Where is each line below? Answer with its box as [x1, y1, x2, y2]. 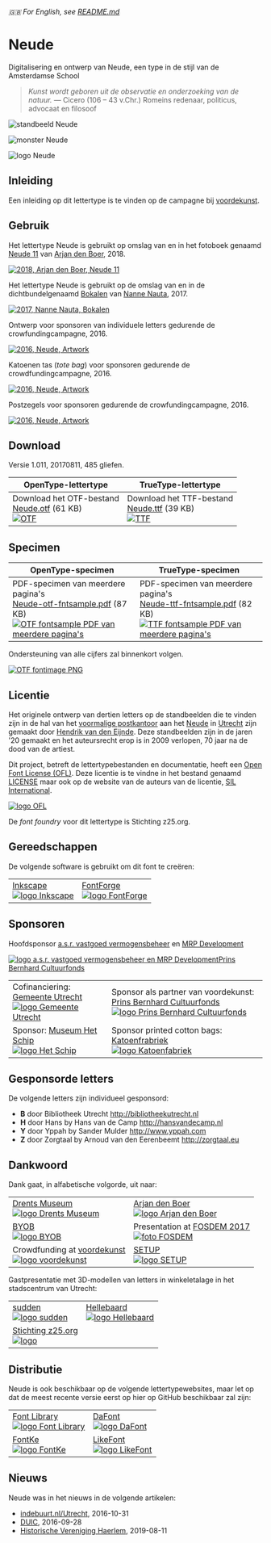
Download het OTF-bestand [12, 493, 119, 504]
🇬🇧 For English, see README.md [8, 7, 120, 16]
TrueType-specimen [158, 564, 240, 576]
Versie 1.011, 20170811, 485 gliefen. [8, 460, 125, 470]
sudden [12, 1302, 42, 1313]
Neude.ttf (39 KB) [127, 503, 195, 514]
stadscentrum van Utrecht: [8, 1284, 98, 1294]
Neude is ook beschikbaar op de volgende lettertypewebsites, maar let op [8, 1384, 254, 1394]
